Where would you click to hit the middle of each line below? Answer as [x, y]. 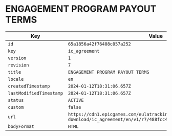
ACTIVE [76, 100]
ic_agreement [84, 51]
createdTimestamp [29, 86]
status [16, 100]
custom [16, 107]
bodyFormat [21, 126]
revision [18, 65]
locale [16, 79]
